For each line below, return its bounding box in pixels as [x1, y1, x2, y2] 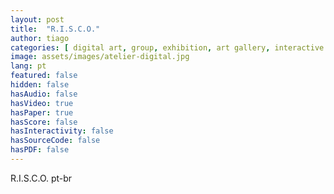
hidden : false [10, 80, 70, 90]
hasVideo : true [10, 98, 74, 108]
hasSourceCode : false [10, 136, 101, 146]
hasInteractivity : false [10, 126, 114, 136]
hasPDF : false [10, 145, 70, 155]
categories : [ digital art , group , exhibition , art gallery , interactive [10, 42, 325, 53]
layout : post [10, 14, 65, 25]
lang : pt [10, 61, 47, 71]
